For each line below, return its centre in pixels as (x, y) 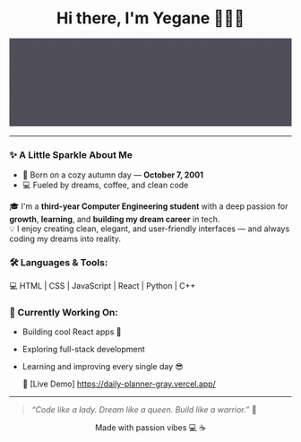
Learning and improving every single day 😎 (103, 367)
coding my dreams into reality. (65, 238)
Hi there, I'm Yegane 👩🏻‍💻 (150, 18)
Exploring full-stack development (83, 350)
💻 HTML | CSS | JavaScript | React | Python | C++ (103, 286)
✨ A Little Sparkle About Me (71, 155)
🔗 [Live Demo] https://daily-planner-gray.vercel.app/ (119, 384)
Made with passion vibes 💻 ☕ (150, 428)
